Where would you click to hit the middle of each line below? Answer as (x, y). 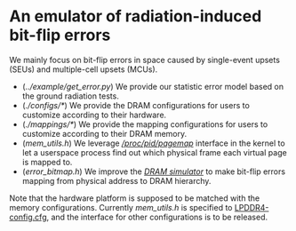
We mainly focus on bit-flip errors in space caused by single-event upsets (144, 60)
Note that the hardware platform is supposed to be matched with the (135, 198)
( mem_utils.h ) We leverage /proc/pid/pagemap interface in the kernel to (154, 143)
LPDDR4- (252, 207)
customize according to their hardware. (94, 115)
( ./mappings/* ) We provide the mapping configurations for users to (145, 124)
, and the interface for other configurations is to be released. (157, 217)
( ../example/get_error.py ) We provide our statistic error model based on (153, 86)
